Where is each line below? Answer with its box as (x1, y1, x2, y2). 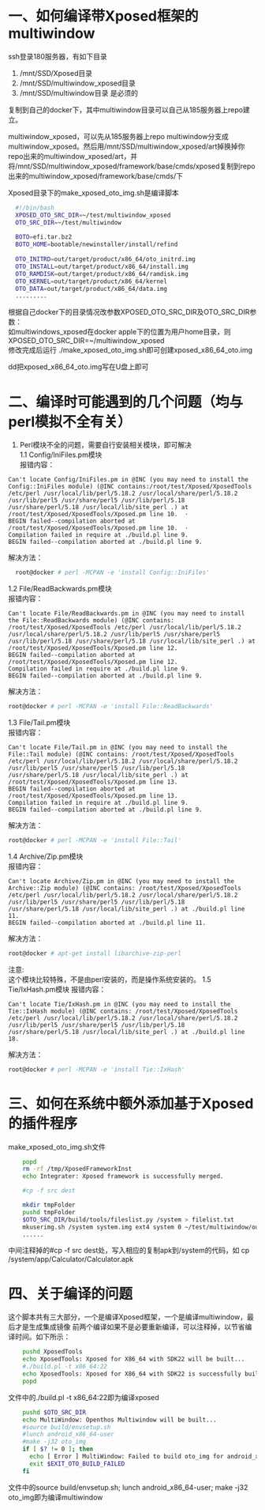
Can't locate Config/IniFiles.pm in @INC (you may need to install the (8, 476, 248, 484)
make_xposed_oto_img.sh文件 (8, 1142, 106, 1151)
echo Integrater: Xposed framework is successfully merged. (22, 1172, 224, 1180)
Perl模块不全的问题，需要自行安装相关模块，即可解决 (19, 440, 192, 450)
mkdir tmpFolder (22, 1201, 77, 1210)
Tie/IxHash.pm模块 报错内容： (8, 984, 106, 994)
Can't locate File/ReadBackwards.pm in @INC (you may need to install (8, 610, 245, 617)
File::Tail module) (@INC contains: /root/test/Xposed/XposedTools (8, 750, 235, 758)
